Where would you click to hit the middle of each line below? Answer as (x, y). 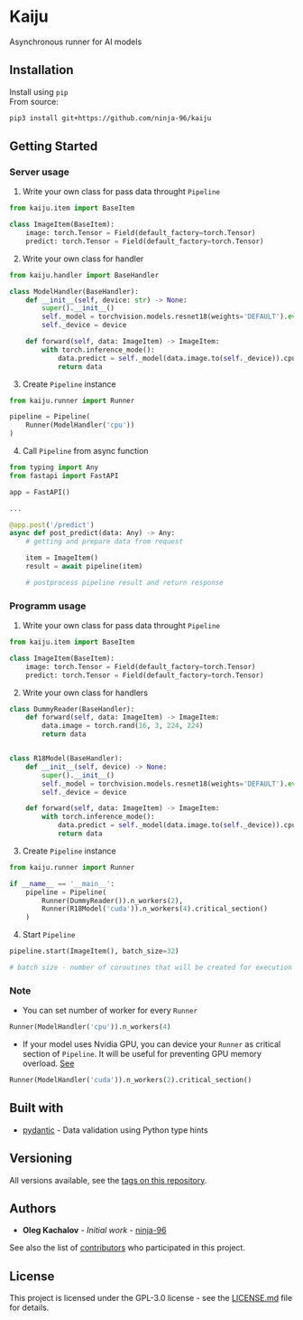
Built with (37, 1108)
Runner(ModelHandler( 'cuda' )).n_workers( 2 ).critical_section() (131, 1080)
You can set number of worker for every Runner (110, 1011)
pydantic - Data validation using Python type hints (115, 1130)
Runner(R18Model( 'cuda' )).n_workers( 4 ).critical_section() (155, 909)
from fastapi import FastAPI (64, 476)
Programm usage (48, 606)
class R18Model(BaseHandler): (66, 759)
